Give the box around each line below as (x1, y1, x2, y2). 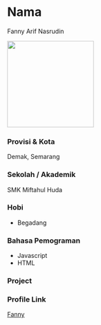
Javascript (17, 252, 48, 260)
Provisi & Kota (7, 136, 55, 146)
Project (7, 276, 33, 286)
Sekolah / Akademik (7, 170, 76, 180)
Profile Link (7, 295, 46, 304)
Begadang (17, 219, 47, 227)
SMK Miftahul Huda (7, 185, 63, 194)
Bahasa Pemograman (7, 236, 81, 245)
